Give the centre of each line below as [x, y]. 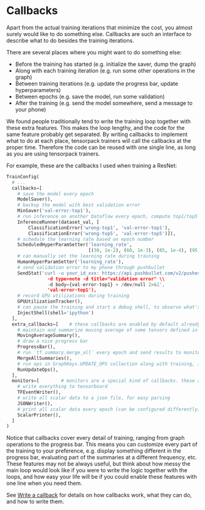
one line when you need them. [44, 483]
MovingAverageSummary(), [49, 336]
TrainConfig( [23, 177]
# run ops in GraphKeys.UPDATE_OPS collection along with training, [106, 364]
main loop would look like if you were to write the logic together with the [97, 470]
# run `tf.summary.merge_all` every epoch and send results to [99, 353]
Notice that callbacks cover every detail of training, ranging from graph [95, 438]
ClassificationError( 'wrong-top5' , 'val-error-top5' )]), [102, 233]
